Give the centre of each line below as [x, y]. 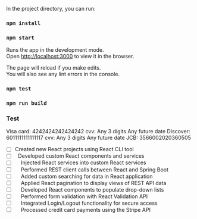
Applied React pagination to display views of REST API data [93, 183]
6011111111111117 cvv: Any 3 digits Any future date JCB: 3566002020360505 [99, 138]
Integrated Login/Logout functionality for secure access [89, 203]
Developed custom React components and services [81, 156]
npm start [20, 37]
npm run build [26, 103]
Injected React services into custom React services [83, 162]
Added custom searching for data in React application [87, 176]
